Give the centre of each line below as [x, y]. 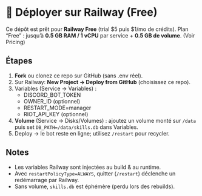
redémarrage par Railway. [47, 180]
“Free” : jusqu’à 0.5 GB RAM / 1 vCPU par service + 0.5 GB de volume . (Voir [100, 35]
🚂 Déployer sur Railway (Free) [82, 12]
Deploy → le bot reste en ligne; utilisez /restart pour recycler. [92, 133]
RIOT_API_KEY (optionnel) [56, 114]
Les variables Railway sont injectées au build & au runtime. [88, 167]
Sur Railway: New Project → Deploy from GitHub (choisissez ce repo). [102, 82]
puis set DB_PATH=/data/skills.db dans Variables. [76, 127]
